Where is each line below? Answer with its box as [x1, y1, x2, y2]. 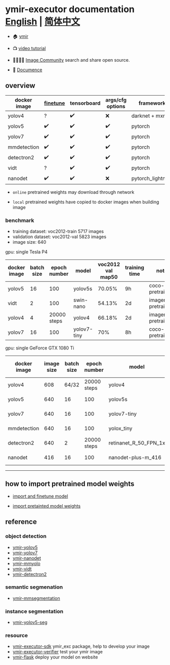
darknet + [131, 112, 155, 119]
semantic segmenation [5, 584, 63, 591]
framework [138, 100, 166, 107]
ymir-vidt [12, 565, 32, 572]
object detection [5, 533, 47, 540]
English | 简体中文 [5, 16, 80, 27]
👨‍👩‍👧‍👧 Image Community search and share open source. [12, 57, 130, 63]
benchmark [5, 216, 34, 224]
